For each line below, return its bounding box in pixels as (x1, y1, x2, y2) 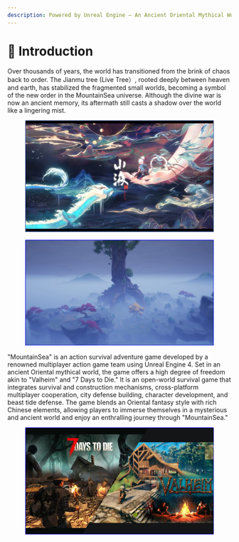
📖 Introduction (7, 43, 94, 59)
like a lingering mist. (7, 106, 66, 114)
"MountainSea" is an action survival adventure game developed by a (7, 353, 208, 362)
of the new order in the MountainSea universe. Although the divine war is (7, 91, 222, 99)
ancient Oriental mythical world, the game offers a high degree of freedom (7, 368, 225, 377)
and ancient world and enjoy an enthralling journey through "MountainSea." (7, 414, 228, 422)
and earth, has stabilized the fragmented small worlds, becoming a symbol (7, 83, 226, 92)
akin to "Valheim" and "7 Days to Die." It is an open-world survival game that (7, 375, 231, 384)
